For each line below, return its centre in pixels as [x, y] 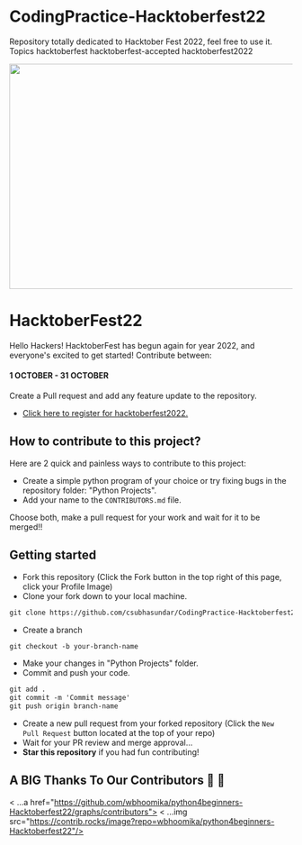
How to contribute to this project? [105, 442]
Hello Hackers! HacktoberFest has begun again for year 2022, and [132, 345]
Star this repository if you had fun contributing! [111, 752]
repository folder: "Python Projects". [89, 490]
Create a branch [52, 630]
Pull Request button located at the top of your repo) [119, 733]
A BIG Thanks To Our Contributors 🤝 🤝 [117, 781]
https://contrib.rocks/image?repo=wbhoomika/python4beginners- [152, 821]
